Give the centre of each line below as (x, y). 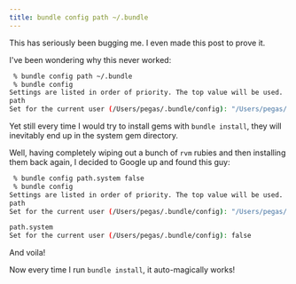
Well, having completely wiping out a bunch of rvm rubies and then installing (148, 153)
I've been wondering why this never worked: (90, 59)
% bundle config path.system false (78, 178)
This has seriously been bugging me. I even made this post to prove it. (137, 43)
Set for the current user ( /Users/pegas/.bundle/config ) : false (130, 236)
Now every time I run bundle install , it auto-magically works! (122, 270)
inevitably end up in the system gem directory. (94, 135)
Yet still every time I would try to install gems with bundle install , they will (145, 126)
